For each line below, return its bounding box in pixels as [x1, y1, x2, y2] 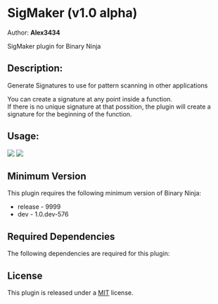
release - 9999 [17, 202, 61, 211]
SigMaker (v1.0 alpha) [7, 5, 138, 21]
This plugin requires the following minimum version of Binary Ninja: [7, 189, 202, 197]
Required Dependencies [7, 231, 115, 243]
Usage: [7, 130, 40, 142]
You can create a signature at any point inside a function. [7, 95, 172, 103]
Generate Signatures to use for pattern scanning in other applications [7, 81, 208, 90]
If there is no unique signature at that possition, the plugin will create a [7, 102, 211, 111]
